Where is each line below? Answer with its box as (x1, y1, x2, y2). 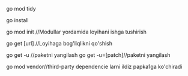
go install (6, 17, 29, 23)
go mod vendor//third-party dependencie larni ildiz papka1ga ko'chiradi (6, 63, 183, 70)
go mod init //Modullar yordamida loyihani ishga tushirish (6, 28, 147, 35)
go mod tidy (6, 5, 36, 12)
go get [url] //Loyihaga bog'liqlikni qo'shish (6, 40, 113, 47)
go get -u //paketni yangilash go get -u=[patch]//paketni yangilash (6, 51, 171, 59)
